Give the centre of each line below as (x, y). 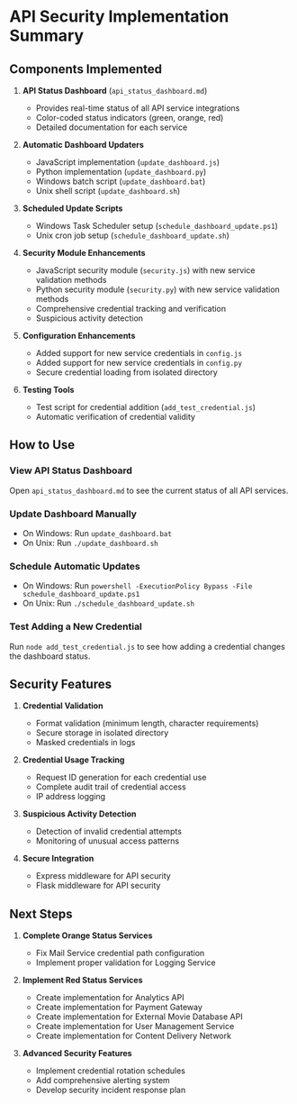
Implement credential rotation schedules (111, 1071)
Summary (46, 36)
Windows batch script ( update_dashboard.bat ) (121, 181)
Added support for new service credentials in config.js (139, 353)
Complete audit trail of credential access (111, 787)
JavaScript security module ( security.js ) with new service (145, 270)
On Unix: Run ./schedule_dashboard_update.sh (108, 603)
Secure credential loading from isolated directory (126, 372)
